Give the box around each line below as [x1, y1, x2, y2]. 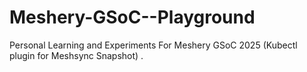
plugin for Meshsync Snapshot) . [9, 49, 144, 61]
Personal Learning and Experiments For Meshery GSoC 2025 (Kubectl [9, 39, 298, 51]
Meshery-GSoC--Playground [9, 6, 256, 29]
